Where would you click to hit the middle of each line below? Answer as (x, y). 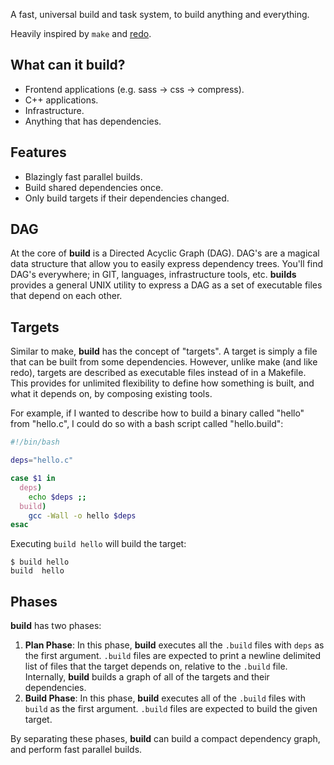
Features (38, 152)
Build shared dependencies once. (94, 187)
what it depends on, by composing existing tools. (111, 394)
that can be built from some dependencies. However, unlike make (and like (164, 362)
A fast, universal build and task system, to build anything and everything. (160, 14)
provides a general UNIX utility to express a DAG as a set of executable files (166, 285)
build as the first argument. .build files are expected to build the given (171, 709)
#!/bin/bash (35, 442)
